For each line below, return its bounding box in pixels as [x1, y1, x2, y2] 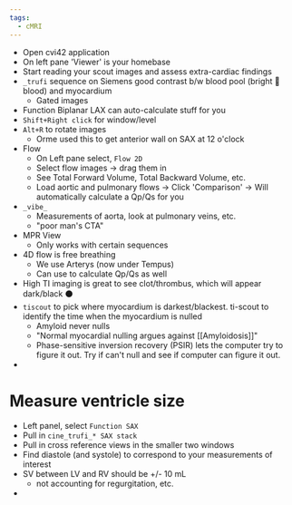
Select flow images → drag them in [35, 162, 167, 173]
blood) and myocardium [22, 85, 112, 96]
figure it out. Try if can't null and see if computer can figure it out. [35, 349, 281, 360]
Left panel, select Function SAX [22, 421, 139, 432]
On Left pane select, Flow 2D [35, 152, 143, 163]
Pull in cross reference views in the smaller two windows [22, 440, 235, 451]
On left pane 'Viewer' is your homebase [22, 56, 170, 67]
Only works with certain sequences [35, 239, 169, 250]
